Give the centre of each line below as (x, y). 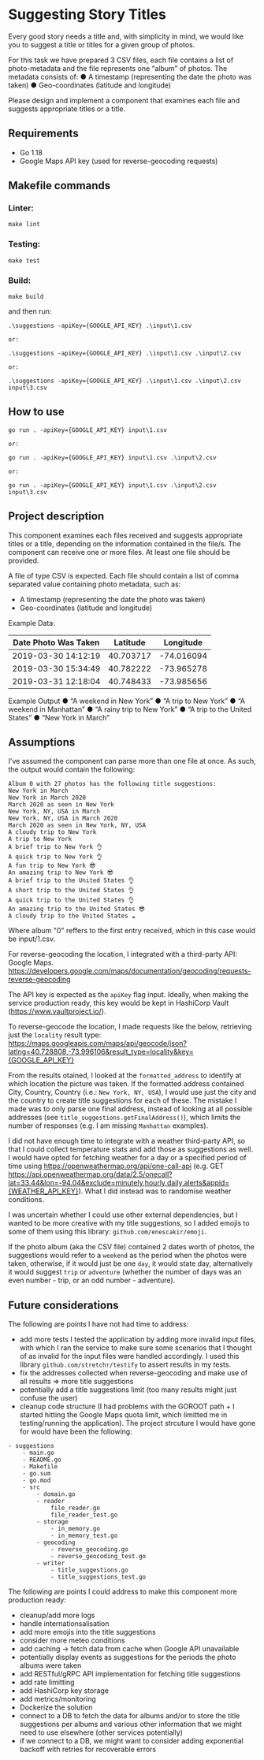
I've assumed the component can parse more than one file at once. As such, (132, 761)
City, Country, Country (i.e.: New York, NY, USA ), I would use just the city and (132, 1092)
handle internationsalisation (64, 1624)
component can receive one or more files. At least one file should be (119, 552)
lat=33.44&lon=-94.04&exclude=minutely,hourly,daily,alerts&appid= (119, 1183)
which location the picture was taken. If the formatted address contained (126, 1084)
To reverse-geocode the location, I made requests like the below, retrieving (130, 1027)
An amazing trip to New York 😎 (61, 873)
